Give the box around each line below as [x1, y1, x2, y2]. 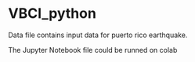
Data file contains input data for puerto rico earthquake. [8, 30, 188, 40]
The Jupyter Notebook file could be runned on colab [8, 45, 178, 54]
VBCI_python [8, 5, 96, 22]
